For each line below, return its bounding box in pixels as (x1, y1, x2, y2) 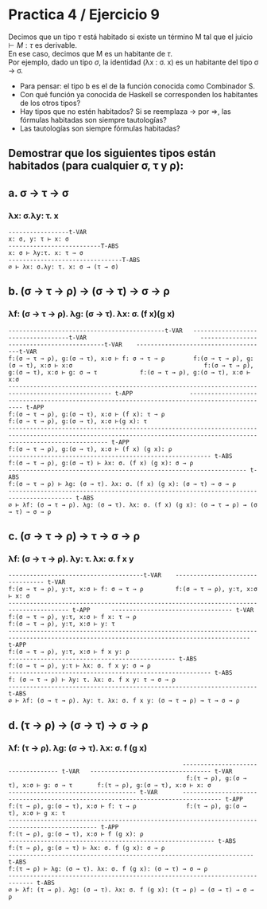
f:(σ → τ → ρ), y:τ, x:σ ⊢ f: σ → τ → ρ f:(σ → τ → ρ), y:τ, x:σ (8, 586, 258, 594)
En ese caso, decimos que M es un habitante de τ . (8, 49, 173, 58)
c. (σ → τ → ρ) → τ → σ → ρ (8, 530, 141, 543)
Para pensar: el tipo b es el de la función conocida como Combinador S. (19, 81, 256, 91)
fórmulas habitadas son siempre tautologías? (19, 115, 167, 124)
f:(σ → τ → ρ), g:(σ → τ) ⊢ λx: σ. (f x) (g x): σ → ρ (8, 459, 194, 467)
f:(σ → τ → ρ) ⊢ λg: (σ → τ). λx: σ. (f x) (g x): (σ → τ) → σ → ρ (8, 480, 237, 488)
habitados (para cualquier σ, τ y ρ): (8, 159, 184, 173)
